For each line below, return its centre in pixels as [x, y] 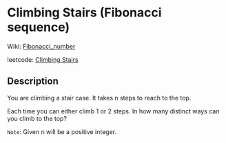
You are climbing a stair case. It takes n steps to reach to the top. [99, 98]
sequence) [39, 27]
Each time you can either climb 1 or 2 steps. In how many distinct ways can [113, 111]
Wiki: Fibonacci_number [41, 46]
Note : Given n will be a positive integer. [62, 131]
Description [33, 81]
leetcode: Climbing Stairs [43, 59]
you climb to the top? [37, 118]
